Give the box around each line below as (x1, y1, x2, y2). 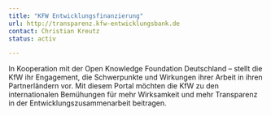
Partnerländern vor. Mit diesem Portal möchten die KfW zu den (8, 81, 220, 91)
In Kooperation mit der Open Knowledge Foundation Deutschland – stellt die (8, 64, 263, 74)
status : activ (8, 34, 57, 43)
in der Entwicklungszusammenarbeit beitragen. (8, 98, 167, 108)
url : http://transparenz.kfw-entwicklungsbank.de (8, 19, 181, 28)
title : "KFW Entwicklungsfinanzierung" (8, 11, 144, 20)
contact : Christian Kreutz (8, 27, 100, 35)
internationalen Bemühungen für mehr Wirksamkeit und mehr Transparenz (8, 90, 258, 100)
